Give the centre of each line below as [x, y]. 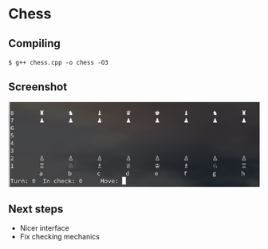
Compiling [35, 43]
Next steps [36, 209]
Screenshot [38, 87]
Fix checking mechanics [59, 237]
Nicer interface [44, 228]
